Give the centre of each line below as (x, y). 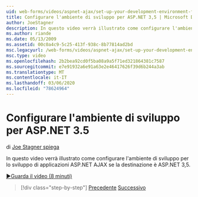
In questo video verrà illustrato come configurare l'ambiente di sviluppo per (98, 158)
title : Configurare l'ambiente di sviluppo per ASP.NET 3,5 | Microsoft (97, 17)
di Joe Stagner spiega (33, 147)
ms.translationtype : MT (35, 72)
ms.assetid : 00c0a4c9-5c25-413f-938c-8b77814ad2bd (70, 45)
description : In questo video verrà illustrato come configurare (88, 28)
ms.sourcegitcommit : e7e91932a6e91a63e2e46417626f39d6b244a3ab (85, 67)
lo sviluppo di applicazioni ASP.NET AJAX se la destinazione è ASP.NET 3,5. (98, 164)
